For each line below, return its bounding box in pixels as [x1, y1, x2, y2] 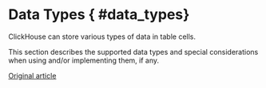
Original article [8, 71, 57, 80]
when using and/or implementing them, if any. [8, 55, 160, 65]
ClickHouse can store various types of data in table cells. [8, 32, 196, 41]
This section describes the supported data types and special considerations [8, 47, 259, 56]
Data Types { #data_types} [8, 6, 190, 24]
